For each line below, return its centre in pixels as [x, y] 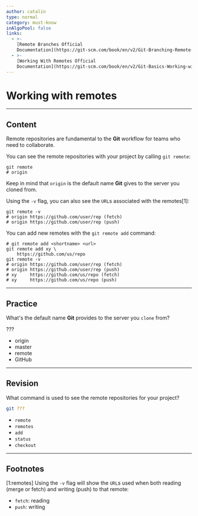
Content [22, 124]
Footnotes [25, 469]
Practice [22, 303]
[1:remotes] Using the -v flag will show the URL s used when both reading [94, 483]
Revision [22, 384]
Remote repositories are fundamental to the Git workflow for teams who [93, 139]
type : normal [22, 17]
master [23, 347]
